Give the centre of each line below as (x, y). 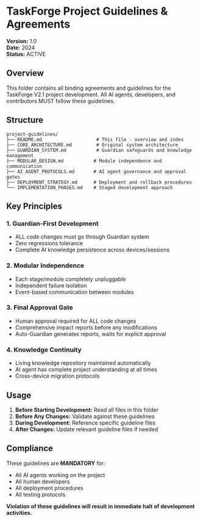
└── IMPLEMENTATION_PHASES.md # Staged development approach (90, 187)
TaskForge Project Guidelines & (87, 11)
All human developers (42, 481)
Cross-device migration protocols (57, 376)
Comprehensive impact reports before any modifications (86, 327)
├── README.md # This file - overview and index (95, 139)
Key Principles (34, 206)
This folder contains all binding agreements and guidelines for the (89, 88)
